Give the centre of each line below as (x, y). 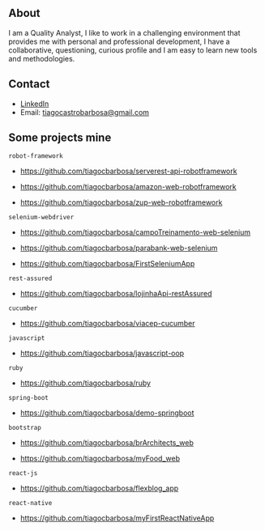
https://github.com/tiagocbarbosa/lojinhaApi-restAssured (116, 294)
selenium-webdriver (41, 218)
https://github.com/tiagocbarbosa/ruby (85, 383)
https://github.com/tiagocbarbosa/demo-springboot (107, 413)
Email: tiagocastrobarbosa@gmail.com (85, 112)
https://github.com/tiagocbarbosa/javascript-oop (102, 353)
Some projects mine (60, 138)
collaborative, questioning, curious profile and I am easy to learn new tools (133, 50)
